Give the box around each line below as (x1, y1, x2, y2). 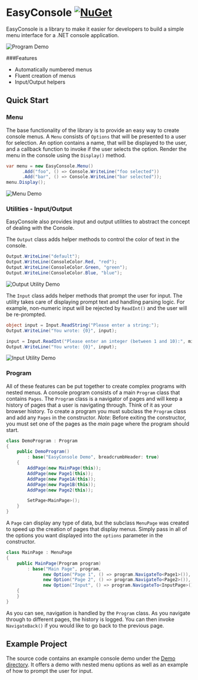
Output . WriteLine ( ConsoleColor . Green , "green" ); (6, 265, 128, 270)
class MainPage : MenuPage (6, 550, 72, 556)
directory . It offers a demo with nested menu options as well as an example (6, 661, 189, 668)
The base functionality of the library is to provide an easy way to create (6, 127, 180, 134)
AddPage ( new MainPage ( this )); (27, 466, 101, 471)
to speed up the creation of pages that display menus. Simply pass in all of (6, 526, 187, 533)
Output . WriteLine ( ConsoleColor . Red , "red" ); (6, 259, 117, 265)
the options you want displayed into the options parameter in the (6, 532, 163, 539)
